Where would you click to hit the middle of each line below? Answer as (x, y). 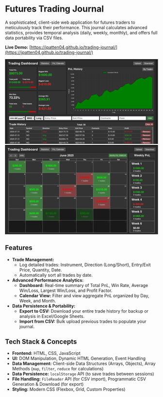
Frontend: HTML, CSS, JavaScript (46, 353)
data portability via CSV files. (34, 38)
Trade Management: (33, 259)
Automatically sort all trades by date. (56, 275)
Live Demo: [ (18, 47)
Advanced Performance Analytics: (48, 280)
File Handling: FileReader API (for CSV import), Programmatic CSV (79, 379)
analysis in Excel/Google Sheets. (52, 316)
